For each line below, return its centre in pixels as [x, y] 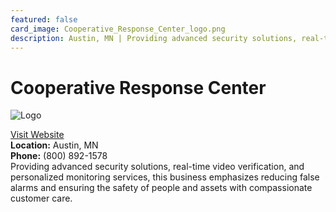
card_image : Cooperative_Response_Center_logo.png [118, 29]
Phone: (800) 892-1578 [59, 156]
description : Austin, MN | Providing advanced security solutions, [154, 38]
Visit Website [37, 135]
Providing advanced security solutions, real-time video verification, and [157, 167]
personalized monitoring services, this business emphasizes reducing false [165, 177]
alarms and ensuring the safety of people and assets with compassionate [161, 188]
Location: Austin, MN [54, 145]
